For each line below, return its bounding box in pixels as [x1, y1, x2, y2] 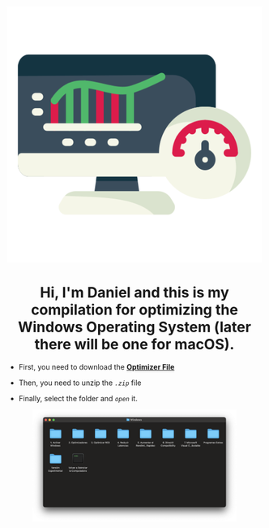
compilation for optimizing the [30, 301, 239, 319]
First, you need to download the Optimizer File [18, 361, 175, 371]
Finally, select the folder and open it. [18, 393, 138, 403]
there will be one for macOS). [34, 335, 235, 354]
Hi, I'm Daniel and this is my [40, 283, 229, 302]
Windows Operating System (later [17, 318, 252, 336]
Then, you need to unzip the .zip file [18, 378, 142, 387]
